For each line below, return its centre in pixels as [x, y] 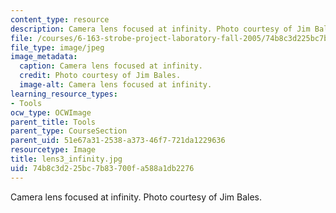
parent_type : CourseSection [69, 131]
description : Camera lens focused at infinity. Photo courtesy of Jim [160, 29]
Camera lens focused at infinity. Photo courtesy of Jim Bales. [136, 197]
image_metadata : [44, 57]
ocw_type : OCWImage [51, 112]
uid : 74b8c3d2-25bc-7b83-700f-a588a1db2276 [102, 168]
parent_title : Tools [53, 122]
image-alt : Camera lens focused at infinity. [116, 85]
